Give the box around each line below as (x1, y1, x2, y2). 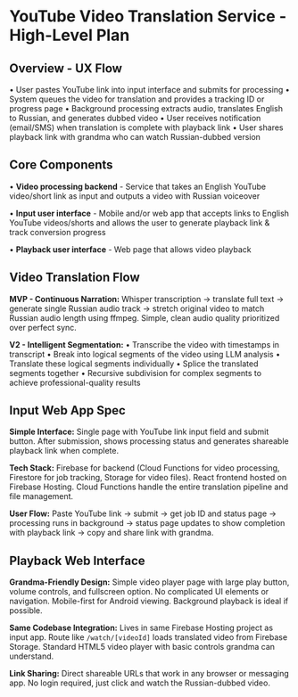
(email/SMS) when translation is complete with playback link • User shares (9, 122, 284, 133)
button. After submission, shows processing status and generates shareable (9, 436, 289, 447)
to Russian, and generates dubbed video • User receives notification (9, 113, 261, 123)
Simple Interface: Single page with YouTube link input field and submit (9, 426, 269, 438)
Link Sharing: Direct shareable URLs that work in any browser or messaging (9, 668, 290, 679)
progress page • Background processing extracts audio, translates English (9, 103, 284, 113)
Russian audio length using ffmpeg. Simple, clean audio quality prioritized (9, 312, 280, 323)
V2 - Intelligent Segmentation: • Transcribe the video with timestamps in (9, 339, 279, 349)
